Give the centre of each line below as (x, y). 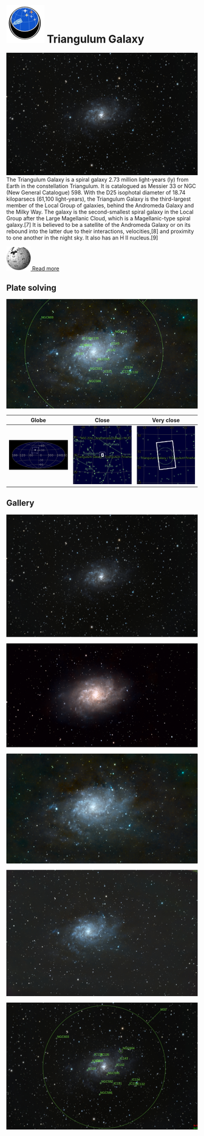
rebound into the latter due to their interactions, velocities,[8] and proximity (100, 231)
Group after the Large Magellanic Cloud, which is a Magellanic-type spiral (98, 218)
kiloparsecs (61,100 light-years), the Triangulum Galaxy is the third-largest (99, 199)
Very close (166, 420)
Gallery (20, 503)
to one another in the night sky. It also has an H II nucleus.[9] (82, 238)
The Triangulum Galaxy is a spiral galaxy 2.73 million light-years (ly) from (97, 180)
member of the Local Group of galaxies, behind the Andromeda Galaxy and (100, 206)
